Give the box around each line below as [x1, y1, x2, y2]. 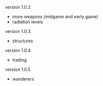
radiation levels [12, 19, 43, 25]
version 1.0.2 [5, 4, 31, 10]
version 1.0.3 [5, 29, 31, 34]
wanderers [12, 76, 34, 82]
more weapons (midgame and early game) [12, 14, 99, 19]
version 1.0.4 [5, 48, 31, 53]
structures [12, 38, 33, 44]
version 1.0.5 [5, 66, 31, 72]
